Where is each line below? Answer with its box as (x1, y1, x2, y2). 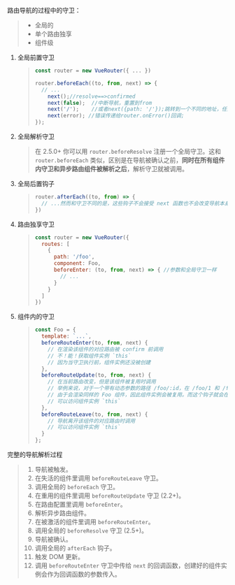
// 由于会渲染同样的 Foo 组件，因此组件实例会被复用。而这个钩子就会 (48, 391, 224, 398)
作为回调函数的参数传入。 (47, 570, 121, 578)
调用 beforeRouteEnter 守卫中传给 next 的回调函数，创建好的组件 (34, 561, 222, 570)
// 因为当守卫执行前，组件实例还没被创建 (48, 359, 151, 366)
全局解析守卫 (17, 132, 55, 140)
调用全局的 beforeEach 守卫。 (34, 483, 120, 491)
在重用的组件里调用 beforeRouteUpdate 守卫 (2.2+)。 (34, 491, 185, 500)
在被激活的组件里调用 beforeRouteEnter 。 (34, 518, 155, 526)
